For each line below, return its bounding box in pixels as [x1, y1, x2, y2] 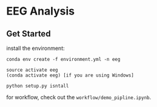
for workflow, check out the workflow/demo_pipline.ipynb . [6, 94, 152, 101]
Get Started [6, 29, 51, 39]
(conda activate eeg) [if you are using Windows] [6, 72, 135, 78]
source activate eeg [6, 67, 59, 73]
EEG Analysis [6, 4, 75, 18]
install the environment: [6, 44, 65, 52]
